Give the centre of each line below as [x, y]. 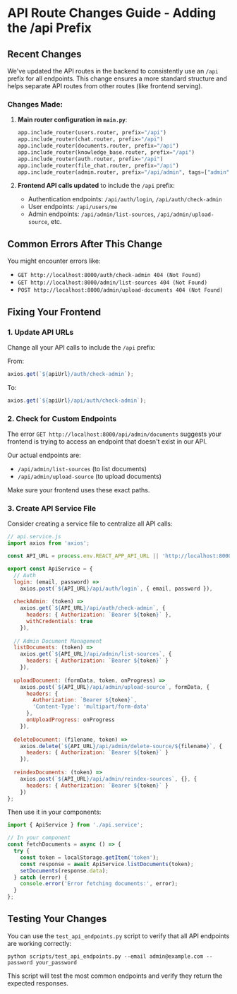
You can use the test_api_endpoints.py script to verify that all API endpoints [119, 936]
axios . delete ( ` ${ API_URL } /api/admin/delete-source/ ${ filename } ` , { [121, 746]
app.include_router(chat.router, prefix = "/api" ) [90, 139]
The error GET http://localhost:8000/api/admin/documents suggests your [115, 434]
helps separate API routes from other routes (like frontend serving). [105, 86]
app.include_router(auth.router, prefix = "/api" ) [90, 159]
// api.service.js [34, 537]
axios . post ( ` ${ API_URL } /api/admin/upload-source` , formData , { [115, 687]
